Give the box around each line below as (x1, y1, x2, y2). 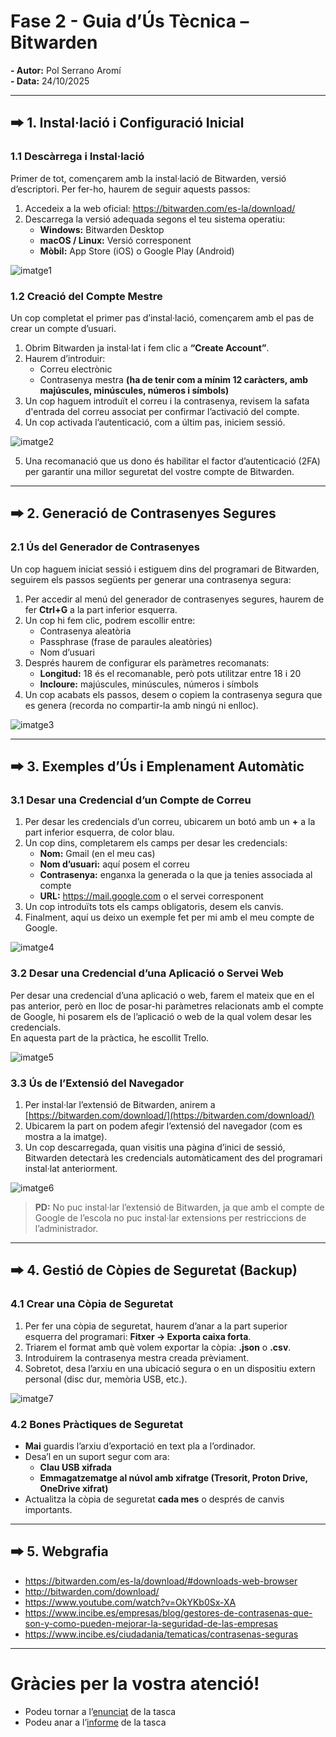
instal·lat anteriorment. (24, 1162, 118, 1174)
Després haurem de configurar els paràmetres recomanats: (24, 656, 270, 669)
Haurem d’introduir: (24, 352, 106, 364)
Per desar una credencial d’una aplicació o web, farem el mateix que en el (10, 989, 315, 1001)
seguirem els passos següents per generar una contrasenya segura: (10, 573, 292, 585)
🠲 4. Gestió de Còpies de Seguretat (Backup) (10, 1262, 298, 1279)
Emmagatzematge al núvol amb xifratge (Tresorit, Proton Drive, (39, 1471, 308, 1484)
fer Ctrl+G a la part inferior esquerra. (24, 603, 178, 615)
